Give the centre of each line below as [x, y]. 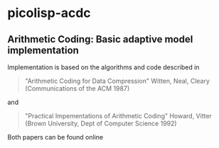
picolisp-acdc [49, 13]
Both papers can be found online [55, 137]
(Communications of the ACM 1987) [77, 89]
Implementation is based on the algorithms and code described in [103, 67]
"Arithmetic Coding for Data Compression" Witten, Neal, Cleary [117, 81]
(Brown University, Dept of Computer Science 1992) [101, 123]
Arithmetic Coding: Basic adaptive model [100, 39]
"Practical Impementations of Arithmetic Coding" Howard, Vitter [118, 116]
